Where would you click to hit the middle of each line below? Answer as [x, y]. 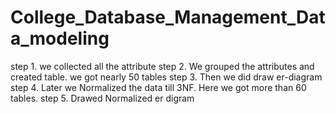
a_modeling [60, 38]
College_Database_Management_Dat [168, 17]
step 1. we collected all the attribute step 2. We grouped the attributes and [162, 66]
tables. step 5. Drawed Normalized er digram [102, 98]
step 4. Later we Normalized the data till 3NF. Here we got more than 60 [158, 87]
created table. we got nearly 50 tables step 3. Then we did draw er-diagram [166, 77]
